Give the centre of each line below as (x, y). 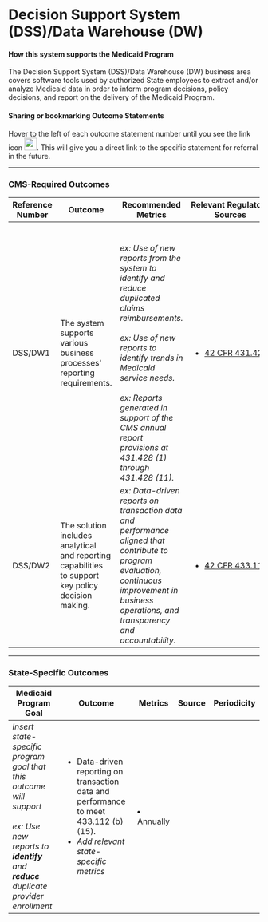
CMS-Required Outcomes (59, 184)
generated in (143, 407)
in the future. (30, 156)
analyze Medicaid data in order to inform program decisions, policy (118, 89)
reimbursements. (151, 318)
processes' (81, 362)
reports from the (150, 258)
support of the (146, 417)
